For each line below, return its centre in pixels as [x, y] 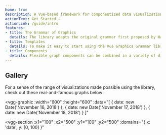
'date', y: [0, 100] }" [25, 127]
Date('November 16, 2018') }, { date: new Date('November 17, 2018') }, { [78, 107]
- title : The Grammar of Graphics [41, 33]
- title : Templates [25, 42]
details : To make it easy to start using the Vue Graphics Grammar [81, 46]
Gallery [17, 75]
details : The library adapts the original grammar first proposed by [83, 37]
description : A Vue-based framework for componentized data [68, 14]
